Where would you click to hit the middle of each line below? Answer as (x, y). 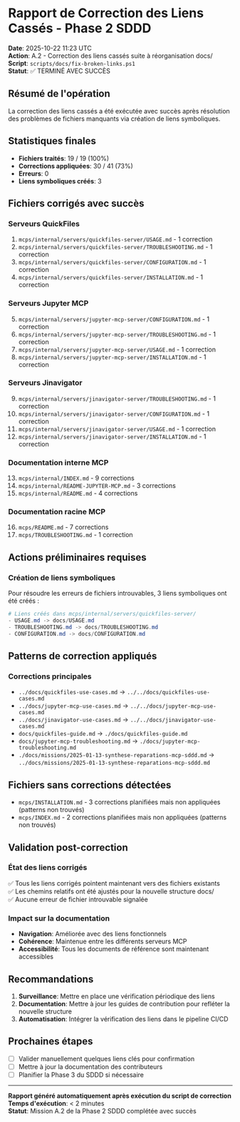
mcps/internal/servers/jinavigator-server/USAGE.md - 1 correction (117, 429)
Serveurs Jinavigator (45, 383)
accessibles (36, 957)
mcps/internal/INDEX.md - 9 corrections (76, 478)
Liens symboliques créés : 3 (60, 181)
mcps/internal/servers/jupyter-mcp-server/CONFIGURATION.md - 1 (114, 319)
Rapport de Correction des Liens (106, 13)
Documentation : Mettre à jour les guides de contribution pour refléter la (124, 1003)
